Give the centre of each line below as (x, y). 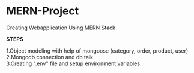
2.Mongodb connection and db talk (50, 57)
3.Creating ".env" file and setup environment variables (73, 63)
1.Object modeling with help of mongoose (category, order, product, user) (97, 51)
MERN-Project (43, 11)
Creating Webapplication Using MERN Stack (61, 28)
